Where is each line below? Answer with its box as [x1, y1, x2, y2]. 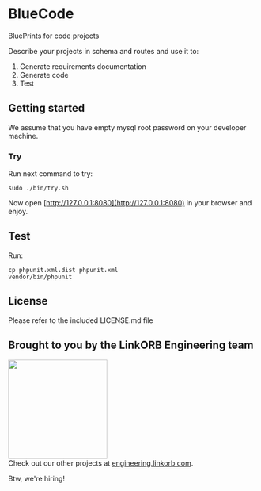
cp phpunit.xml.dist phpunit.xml [8, 266, 119, 274]
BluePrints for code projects [8, 31, 100, 40]
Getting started [8, 102, 85, 115]
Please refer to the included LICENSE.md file [8, 315, 153, 325]
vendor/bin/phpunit [8, 273, 73, 281]
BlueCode [8, 5, 74, 23]
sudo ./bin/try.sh [8, 184, 69, 193]
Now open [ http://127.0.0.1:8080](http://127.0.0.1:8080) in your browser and [8, 198, 252, 208]
